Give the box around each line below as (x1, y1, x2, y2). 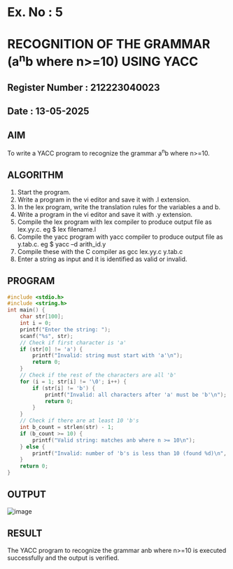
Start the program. (17, 188, 71, 196)
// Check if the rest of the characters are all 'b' (20, 372, 177, 379)
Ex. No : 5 (7, 4, 63, 20)
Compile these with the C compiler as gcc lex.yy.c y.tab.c (17, 247, 183, 255)
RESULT (7, 528, 43, 540)
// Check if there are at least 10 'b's (20, 417, 139, 424)
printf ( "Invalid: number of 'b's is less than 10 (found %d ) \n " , (32, 449, 227, 457)
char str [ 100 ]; (20, 313, 64, 321)
